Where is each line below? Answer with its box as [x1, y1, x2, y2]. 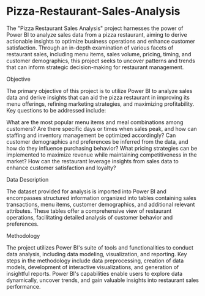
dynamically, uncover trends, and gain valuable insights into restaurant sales [6, 276, 199, 284]
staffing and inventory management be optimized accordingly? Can [6, 131, 176, 139]
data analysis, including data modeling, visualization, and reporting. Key [6, 250, 187, 257]
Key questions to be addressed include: [6, 106, 106, 114]
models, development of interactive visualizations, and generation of [6, 263, 179, 270]
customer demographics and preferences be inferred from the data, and [6, 138, 188, 145]
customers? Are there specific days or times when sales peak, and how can [6, 125, 197, 132]
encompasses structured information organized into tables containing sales [6, 194, 197, 201]
